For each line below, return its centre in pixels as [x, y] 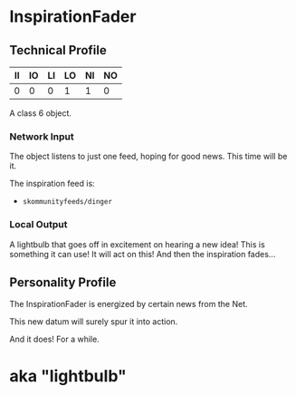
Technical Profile [58, 50]
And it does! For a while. [54, 339]
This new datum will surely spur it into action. [94, 322]
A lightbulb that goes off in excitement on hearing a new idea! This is [137, 244]
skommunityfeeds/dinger [67, 202]
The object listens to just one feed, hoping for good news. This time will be [148, 157]
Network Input [42, 136]
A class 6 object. [41, 113]
